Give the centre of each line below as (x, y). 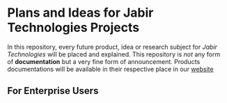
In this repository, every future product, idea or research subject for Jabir (112, 47)
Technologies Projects (73, 27)
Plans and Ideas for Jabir (80, 13)
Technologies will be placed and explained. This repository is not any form (114, 54)
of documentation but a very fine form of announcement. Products (104, 61)
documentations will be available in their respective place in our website (110, 69)
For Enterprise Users (53, 91)
